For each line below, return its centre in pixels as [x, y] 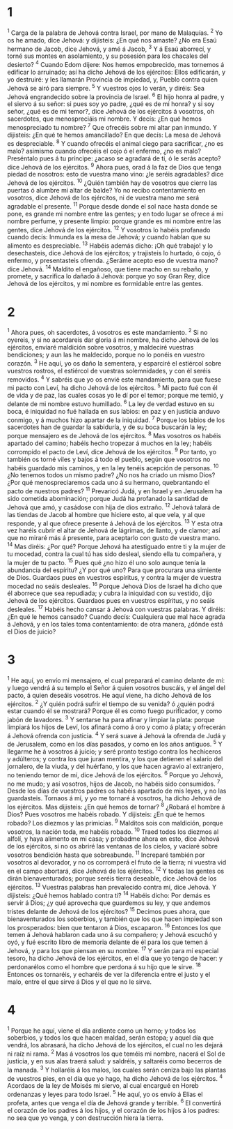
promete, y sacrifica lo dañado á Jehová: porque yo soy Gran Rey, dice [109, 276]
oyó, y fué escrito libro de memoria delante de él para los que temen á [108, 942]
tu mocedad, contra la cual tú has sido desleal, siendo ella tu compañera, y [114, 554]
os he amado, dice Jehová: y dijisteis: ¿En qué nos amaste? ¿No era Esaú [112, 40]
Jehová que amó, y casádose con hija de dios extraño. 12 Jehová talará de [114, 507]
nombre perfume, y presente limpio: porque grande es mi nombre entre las [114, 221]
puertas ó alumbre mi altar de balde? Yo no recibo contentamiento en [106, 190]
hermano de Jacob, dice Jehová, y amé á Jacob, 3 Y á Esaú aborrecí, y [109, 48]
